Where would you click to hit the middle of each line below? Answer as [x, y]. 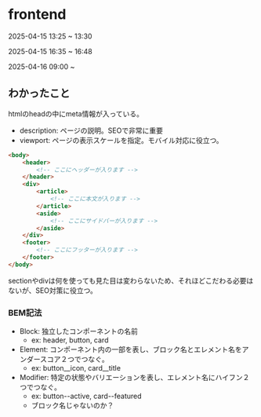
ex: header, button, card [70, 340]
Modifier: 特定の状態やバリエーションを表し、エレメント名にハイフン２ [134, 378]
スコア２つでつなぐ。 [75, 360]
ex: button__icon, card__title [76, 368]
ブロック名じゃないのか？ [72, 405]
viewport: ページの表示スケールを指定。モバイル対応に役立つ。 [121, 140]
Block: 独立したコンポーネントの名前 [79, 331]
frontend [37, 15]
